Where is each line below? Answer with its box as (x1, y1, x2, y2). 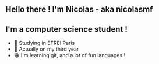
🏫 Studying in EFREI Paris (13, 40, 75, 47)
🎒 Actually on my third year (13, 46, 79, 52)
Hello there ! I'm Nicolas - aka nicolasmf (5, 5, 153, 14)
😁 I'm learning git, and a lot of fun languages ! (13, 52, 126, 59)
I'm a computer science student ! (5, 24, 128, 34)
